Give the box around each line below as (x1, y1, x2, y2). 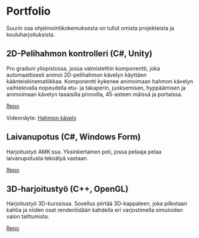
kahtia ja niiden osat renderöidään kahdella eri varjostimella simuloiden (6, 206, 183, 214)
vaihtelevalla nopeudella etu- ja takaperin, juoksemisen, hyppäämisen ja (6, 84, 186, 91)
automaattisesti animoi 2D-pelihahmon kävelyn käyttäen (6, 71, 147, 79)
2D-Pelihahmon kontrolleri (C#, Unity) (6, 49, 153, 59)
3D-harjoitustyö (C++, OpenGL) (6, 184, 129, 194)
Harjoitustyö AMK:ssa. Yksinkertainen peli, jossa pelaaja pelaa (6, 148, 162, 155)
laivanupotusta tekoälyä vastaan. (6, 154, 89, 162)
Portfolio (6, 4, 51, 18)
